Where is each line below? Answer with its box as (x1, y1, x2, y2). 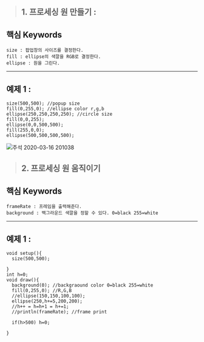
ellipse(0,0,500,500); (6, 122, 64, 128)
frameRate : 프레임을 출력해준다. (6, 204, 82, 210)
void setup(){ (6, 250, 42, 257)
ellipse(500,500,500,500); (6, 133, 75, 139)
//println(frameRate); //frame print (12, 309, 107, 315)
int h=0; (6, 271, 29, 278)
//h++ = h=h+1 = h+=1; (12, 304, 69, 310)
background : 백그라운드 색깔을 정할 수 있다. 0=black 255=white (6, 210, 158, 216)
